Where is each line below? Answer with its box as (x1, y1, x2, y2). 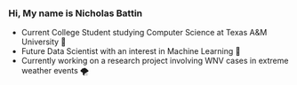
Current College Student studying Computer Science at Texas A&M (20, 27, 268, 38)
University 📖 (20, 36, 67, 47)
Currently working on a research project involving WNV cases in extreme (20, 56, 289, 66)
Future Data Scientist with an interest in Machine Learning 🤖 (20, 46, 241, 57)
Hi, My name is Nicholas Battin (8, 7, 143, 19)
